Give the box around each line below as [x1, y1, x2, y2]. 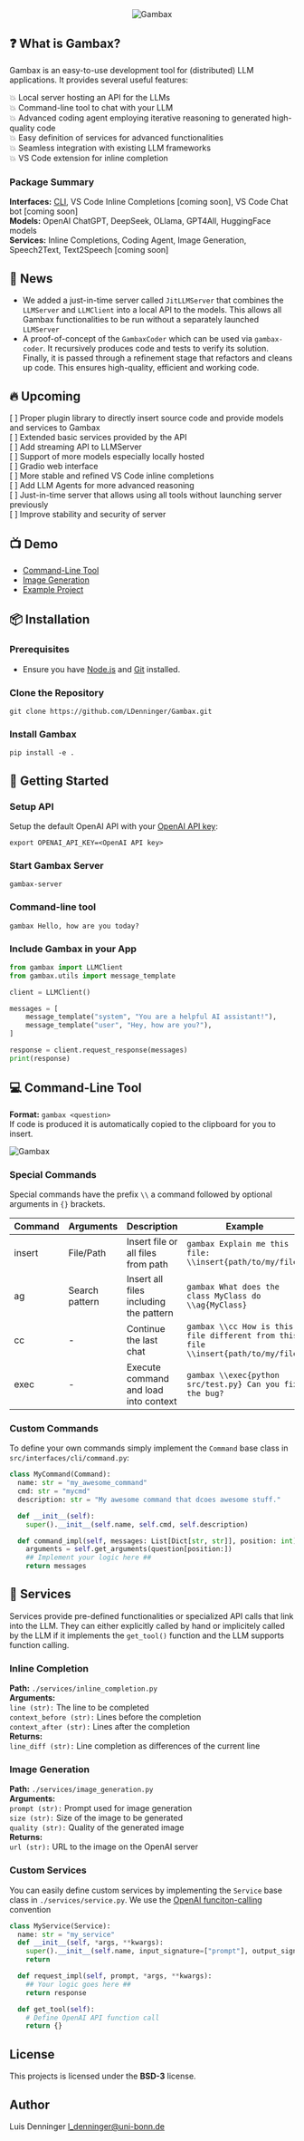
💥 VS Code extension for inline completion [9, 152, 169, 163]
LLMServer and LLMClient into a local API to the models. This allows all [22, 304, 282, 315]
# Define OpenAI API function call [25, 2013, 160, 2022]
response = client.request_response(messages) [9, 1046, 188, 1055]
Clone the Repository [9, 686, 105, 699]
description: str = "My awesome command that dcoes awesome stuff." [17, 1495, 281, 1504]
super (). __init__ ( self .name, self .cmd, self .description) [25, 1519, 249, 1529]
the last [126, 1334, 158, 1346]
